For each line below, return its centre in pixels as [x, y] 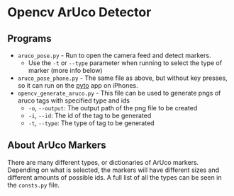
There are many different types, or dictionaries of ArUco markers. [103, 162]
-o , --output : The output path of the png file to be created [113, 108]
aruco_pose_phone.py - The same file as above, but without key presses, [123, 78]
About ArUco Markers [57, 145]
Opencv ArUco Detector [79, 12]
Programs [29, 39]
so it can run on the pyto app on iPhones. [78, 85]
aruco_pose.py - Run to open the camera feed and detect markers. [114, 55]
